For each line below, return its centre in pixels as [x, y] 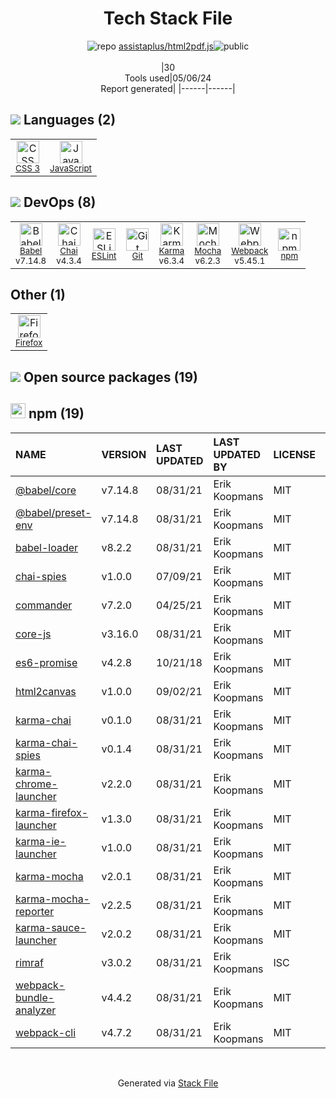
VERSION [124, 454]
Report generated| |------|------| [168, 88]
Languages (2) [70, 120]
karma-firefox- [52, 812]
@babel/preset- [53, 512]
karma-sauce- [51, 927]
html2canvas [46, 691]
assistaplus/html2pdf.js [166, 46]
